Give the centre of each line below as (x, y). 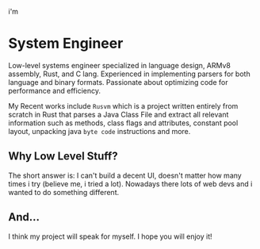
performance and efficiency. (55, 90)
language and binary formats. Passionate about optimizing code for (118, 82)
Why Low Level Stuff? (63, 157)
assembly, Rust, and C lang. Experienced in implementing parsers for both (130, 74)
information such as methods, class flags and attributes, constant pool (123, 123)
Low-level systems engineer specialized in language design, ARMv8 (120, 65)
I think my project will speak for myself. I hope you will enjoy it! (110, 236)
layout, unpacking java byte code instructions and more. (99, 131)
